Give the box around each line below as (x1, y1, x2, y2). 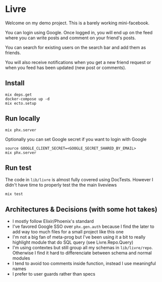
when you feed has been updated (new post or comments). (5, 65, 126, 70)
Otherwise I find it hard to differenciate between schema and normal (12, 250, 152, 256)
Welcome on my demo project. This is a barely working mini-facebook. (5, 20, 150, 26)
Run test (5, 163, 32, 172)
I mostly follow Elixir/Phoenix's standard (12, 218, 94, 224)
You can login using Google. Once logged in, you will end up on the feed (5, 29, 153, 35)
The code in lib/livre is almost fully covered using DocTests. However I (5, 177, 154, 183)
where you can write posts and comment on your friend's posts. (5, 35, 136, 41)
